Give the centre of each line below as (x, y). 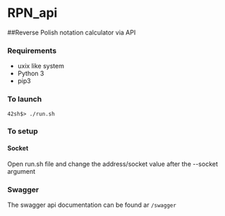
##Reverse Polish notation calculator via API (72, 32)
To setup (23, 132)
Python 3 (31, 74)
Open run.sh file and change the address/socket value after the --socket (113, 164)
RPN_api (32, 13)
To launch (25, 99)
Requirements (32, 51)
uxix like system (41, 66)
